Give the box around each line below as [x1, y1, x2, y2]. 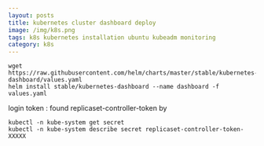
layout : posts [8, 11, 55, 20]
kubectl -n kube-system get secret [8, 119, 125, 126]
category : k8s [8, 41, 55, 49]
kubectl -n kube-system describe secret [8, 126, 143, 133]
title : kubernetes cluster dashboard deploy [8, 19, 156, 27]
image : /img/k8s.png [8, 26, 76, 34]
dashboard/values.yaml [8, 76, 82, 84]
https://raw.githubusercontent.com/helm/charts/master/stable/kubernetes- [8, 69, 258, 77]
